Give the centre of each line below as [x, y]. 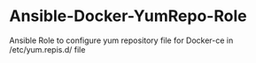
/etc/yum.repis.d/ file [47, 49]
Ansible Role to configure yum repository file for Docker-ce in [121, 40]
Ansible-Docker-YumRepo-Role [128, 16]
